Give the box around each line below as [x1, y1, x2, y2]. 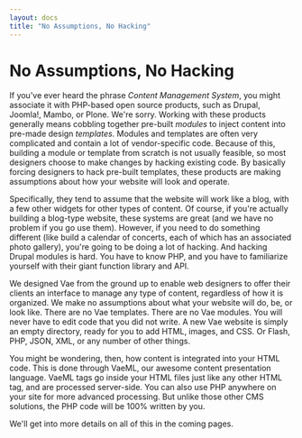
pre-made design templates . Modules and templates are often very [9, 128, 259, 140]
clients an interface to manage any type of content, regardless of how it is [9, 287, 284, 298]
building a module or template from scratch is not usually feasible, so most [9, 148, 287, 159]
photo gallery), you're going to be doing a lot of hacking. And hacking [9, 242, 268, 252]
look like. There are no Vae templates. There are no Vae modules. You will [9, 307, 283, 318]
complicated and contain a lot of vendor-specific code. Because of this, [9, 138, 276, 149]
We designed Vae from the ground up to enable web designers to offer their [9, 278, 291, 289]
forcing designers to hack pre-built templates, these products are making [9, 167, 281, 178]
